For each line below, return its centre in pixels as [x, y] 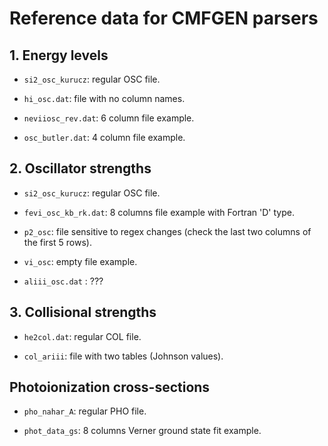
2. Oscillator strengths [80, 168]
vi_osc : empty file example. [80, 261]
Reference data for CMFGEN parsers [164, 18]
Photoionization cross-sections [110, 387]
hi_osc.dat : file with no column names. [104, 98]
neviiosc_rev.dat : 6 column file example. [109, 118]
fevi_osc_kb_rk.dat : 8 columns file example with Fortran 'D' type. [159, 212]
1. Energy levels [59, 55]
